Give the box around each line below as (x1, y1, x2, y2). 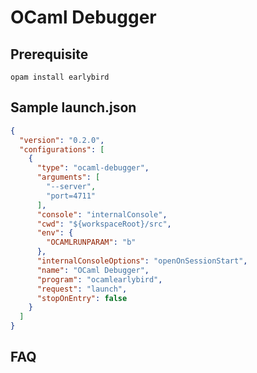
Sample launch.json (10, 99, 137, 116)
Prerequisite (10, 46, 89, 63)
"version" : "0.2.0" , (19, 135, 105, 145)
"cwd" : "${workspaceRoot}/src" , (36, 219, 172, 229)
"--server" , (46, 182, 97, 192)
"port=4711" (46, 191, 97, 201)
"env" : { (36, 228, 74, 238)
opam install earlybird (10, 72, 110, 82)
